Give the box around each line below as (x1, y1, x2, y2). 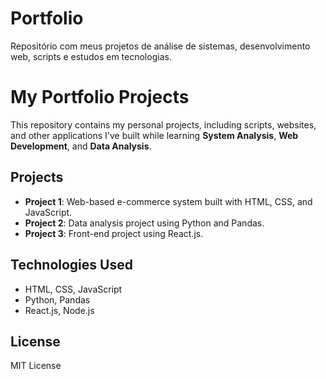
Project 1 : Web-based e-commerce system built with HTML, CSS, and (24, 195, 313, 207)
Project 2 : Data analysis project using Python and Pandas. (24, 217, 265, 229)
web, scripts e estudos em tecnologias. (10, 50, 172, 62)
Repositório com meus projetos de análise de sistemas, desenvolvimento (10, 40, 311, 52)
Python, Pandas (24, 293, 91, 306)
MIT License (10, 360, 62, 372)
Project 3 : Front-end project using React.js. (24, 227, 204, 239)
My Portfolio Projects (10, 86, 190, 109)
